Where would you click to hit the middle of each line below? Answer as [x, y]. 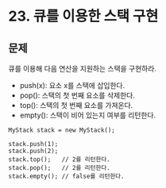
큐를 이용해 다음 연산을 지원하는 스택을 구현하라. [83, 69]
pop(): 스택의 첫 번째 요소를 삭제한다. [77, 95]
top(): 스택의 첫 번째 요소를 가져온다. [76, 105]
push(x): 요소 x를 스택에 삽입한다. [72, 85]
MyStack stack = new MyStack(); [62, 130]
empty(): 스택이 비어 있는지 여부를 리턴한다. [88, 115]
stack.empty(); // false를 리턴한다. [66, 176]
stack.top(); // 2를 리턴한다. [60, 159]
